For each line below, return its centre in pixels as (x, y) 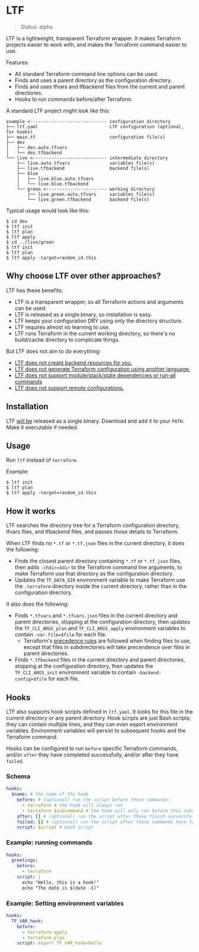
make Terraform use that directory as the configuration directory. (94, 574)
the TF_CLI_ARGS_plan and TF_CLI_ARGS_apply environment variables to (100, 628)
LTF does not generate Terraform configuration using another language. (102, 369)
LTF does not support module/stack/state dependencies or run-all (95, 375)
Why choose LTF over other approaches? (84, 276)
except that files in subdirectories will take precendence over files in (107, 647)
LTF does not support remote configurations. (69, 388)
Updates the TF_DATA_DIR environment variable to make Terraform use (100, 580)
